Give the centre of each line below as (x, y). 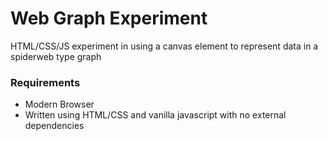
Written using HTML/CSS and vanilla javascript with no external (155, 115)
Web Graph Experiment (109, 18)
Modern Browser (59, 104)
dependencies (54, 126)
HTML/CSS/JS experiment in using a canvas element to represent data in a (164, 46)
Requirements (45, 82)
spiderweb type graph (56, 56)
